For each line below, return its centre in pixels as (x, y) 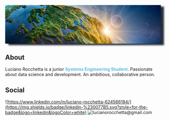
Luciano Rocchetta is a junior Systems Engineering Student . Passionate (79, 69)
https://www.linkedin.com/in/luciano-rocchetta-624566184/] (70, 102)
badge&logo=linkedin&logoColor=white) (46, 113)
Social (15, 90)
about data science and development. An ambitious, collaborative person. (80, 75)
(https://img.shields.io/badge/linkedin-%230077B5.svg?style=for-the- (77, 107)
